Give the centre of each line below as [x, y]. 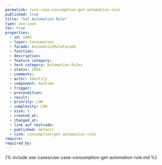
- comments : [22, 74]
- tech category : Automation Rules [46, 65]
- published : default [32, 129]
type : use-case [21, 24]
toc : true [15, 28]
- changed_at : [24, 120]
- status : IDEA [25, 70]
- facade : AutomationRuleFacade [43, 47]
